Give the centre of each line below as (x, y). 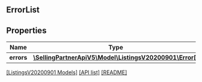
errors (18, 58)
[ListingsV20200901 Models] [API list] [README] (67, 72)
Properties (26, 30)
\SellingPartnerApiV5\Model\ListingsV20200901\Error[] (115, 58)
